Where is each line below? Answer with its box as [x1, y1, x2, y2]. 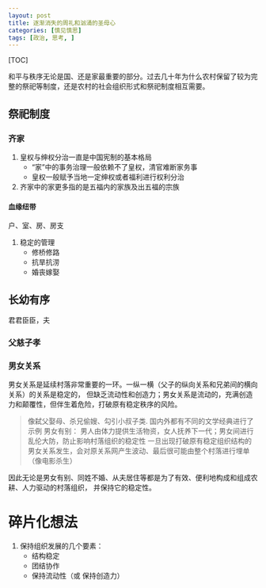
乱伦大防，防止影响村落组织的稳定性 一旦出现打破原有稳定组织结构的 [27, 437, 252, 446]
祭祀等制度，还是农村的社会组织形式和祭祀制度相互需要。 [21, 82, 210, 91]
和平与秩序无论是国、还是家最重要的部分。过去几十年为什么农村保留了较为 [8, 72, 251, 82]
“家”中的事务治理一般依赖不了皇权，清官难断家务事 [31, 162, 198, 171]
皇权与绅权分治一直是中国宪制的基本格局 [19, 152, 152, 162]
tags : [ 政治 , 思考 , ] [8, 33, 75, 42]
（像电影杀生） [27, 456, 77, 466]
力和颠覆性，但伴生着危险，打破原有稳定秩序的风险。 [8, 399, 182, 409]
